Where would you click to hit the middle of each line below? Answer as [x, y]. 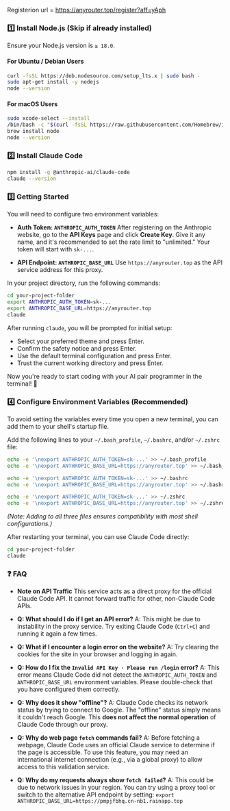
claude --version [32, 179]
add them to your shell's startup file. [58, 426]
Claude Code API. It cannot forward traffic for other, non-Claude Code [116, 599]
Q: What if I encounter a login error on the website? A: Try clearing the [118, 647]
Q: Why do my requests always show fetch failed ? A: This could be [115, 780]
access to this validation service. [63, 767]
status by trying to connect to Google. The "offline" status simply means [119, 710]
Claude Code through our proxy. [62, 725]
